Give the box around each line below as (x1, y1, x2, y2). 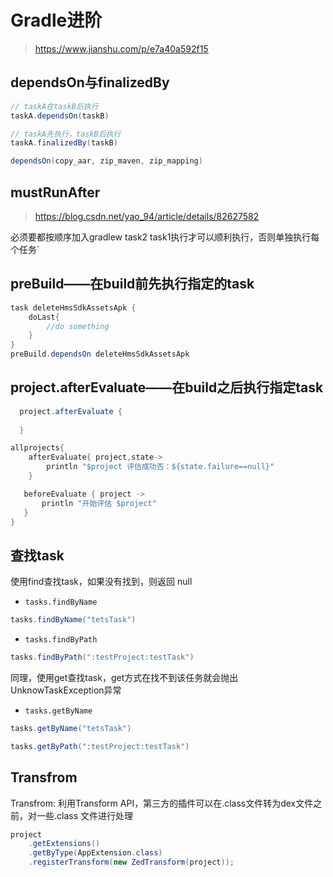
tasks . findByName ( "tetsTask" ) (10, 615, 137, 625)
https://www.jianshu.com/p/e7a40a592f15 (34, 42, 209, 55)
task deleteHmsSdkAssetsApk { (10, 302, 137, 313)
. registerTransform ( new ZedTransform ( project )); (28, 857, 235, 868)
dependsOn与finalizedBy (10, 74, 170, 91)
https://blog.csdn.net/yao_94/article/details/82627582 (34, 210, 260, 222)
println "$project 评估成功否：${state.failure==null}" (46, 462, 275, 472)
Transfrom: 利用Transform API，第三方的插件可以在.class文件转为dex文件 (10, 797, 314, 809)
